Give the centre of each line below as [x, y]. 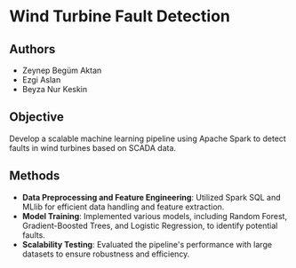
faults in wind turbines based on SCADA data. [92, 147]
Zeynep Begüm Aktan [62, 70]
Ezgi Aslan [41, 80]
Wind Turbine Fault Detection [120, 16]
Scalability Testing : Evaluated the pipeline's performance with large [147, 244]
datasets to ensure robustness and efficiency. [106, 254]
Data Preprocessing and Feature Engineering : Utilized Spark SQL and [152, 197]
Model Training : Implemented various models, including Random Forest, [154, 216]
